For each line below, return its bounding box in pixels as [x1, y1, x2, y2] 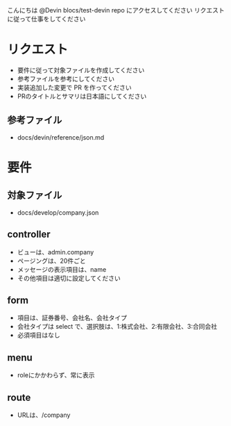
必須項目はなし [17, 331, 60, 339]
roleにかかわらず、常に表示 [17, 371, 95, 379]
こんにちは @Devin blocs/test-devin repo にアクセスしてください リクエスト [7, 6, 225, 14]
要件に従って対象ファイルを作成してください [17, 65, 145, 74]
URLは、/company [17, 411, 71, 419]
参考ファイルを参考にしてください [17, 74, 114, 83]
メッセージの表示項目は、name [17, 265, 107, 273]
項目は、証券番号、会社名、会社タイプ [17, 313, 127, 322]
